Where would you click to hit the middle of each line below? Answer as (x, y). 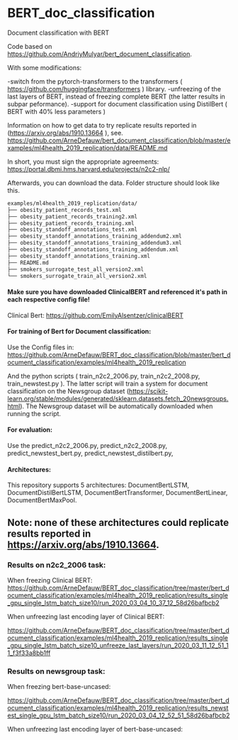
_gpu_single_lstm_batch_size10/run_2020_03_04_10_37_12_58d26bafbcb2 (113, 602)
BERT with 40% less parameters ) (57, 111)
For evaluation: (30, 430)
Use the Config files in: (41, 347)
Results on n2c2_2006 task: (57, 565)
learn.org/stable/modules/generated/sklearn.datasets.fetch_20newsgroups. (118, 398)
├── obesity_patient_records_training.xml (71, 223)
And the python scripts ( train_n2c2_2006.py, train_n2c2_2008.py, (104, 376)
